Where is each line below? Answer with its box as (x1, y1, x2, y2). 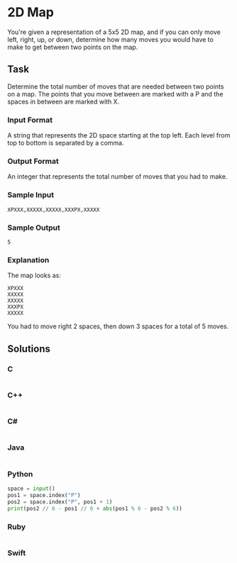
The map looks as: (7, 271, 62, 280)
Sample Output (7, 223, 60, 233)
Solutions (7, 342, 51, 355)
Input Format (7, 115, 53, 125)
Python (7, 469, 33, 479)
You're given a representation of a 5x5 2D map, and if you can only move (7, 28, 221, 36)
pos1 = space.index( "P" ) (7, 491, 81, 498)
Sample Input (7, 190, 55, 200)
